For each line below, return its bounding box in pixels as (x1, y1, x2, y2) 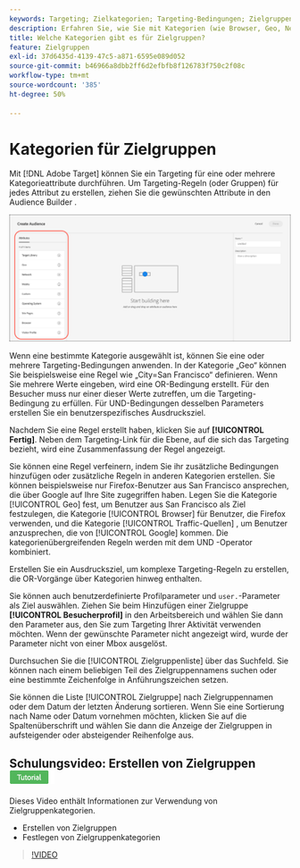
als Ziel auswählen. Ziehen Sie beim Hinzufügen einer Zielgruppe (9, 600, 248, 611)
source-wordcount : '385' (9, 80, 102, 89)
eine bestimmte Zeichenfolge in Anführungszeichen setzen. (9, 675, 229, 686)
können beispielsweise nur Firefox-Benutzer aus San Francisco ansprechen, (9, 480, 289, 491)
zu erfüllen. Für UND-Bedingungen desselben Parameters (51, 398, 264, 409)
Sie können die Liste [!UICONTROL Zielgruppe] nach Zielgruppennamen (9, 692, 274, 703)
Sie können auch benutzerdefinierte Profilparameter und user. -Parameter (9, 591, 281, 602)
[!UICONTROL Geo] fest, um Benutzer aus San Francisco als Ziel (9, 499, 246, 510)
